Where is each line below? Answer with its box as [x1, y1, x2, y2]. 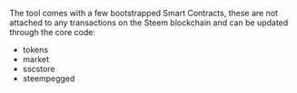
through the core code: [9, 27, 96, 37]
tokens [22, 44, 48, 55]
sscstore [22, 63, 56, 74]
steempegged [22, 73, 75, 84]
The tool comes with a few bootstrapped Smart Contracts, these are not [9, 8, 279, 18]
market [22, 54, 50, 64]
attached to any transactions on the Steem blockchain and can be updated [9, 17, 289, 28]
